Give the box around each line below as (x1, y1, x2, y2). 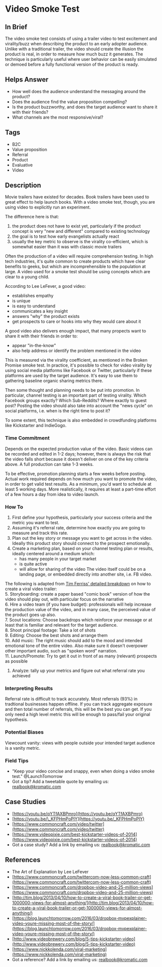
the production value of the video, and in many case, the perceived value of (5, 607, 156, 613)
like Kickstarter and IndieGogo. (5, 422, 67, 428)
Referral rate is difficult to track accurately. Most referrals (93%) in (5, 696, 138, 702)
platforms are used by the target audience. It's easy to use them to (5, 373, 138, 379)
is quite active (19, 561, 47, 567)
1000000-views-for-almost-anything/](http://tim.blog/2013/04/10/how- (12, 899, 154, 905)
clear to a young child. (5, 274, 50, 280)
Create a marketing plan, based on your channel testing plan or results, (12, 545, 154, 551)
